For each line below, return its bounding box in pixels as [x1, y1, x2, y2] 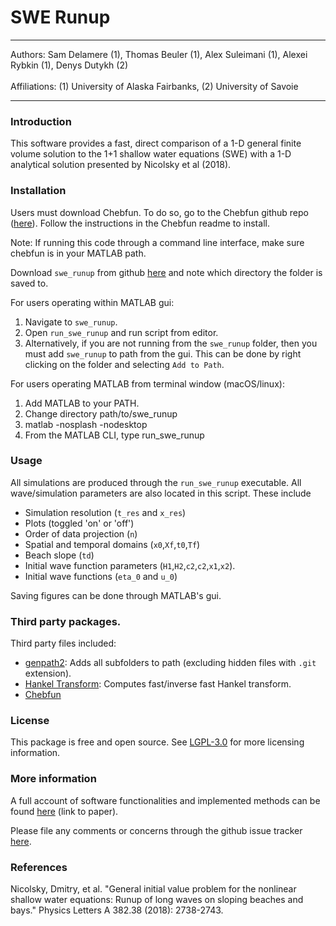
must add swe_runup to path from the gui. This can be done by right [24, 347, 302, 360]
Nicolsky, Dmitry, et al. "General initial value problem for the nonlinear [10, 883, 297, 895]
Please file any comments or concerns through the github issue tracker [10, 824, 303, 836]
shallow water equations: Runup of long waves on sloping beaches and [10, 894, 304, 906]
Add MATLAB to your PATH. [24, 397, 140, 409]
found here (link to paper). [10, 805, 119, 817]
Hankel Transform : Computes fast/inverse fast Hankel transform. [24, 678, 292, 690]
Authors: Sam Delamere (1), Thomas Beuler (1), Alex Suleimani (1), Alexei [10, 48, 308, 60]
